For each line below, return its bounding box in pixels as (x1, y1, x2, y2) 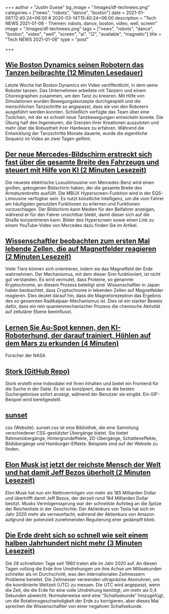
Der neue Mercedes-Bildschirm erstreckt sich (5, 150, 152, 159)
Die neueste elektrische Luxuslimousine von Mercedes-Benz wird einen (5, 179, 155, 186)
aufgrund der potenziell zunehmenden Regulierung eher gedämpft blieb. (5, 516, 156, 522)
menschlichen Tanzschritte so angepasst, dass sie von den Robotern (5, 103, 149, 109)
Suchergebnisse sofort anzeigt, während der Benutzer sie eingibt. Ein (5, 391, 150, 397)
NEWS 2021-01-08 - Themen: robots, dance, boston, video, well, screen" (5, 20, 157, 26)
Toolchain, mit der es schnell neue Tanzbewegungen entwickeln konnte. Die (5, 114, 163, 120)
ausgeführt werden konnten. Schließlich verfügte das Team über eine (5, 108, 150, 115)
